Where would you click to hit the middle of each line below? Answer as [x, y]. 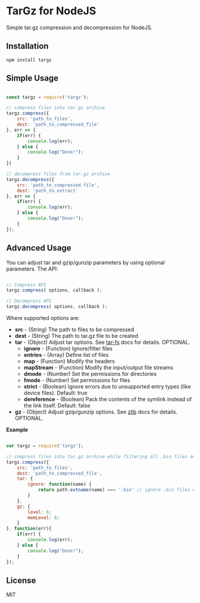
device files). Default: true [55, 393]
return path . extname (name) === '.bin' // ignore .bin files [114, 490]
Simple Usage [32, 78]
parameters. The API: [32, 269]
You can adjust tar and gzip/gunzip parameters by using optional [85, 262]
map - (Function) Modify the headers [69, 361]
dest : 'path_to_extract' [48, 191]
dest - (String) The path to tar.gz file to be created [76, 336]
